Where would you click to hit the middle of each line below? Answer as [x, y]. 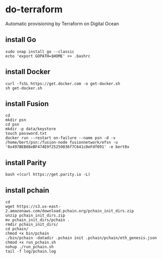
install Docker [28, 72]
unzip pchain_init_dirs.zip [35, 215]
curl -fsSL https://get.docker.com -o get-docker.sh [63, 84]
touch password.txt [26, 134]
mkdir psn [16, 120]
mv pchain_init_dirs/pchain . [38, 220]
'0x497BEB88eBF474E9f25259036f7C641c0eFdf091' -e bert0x [67, 147]
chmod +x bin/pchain [27, 233]
